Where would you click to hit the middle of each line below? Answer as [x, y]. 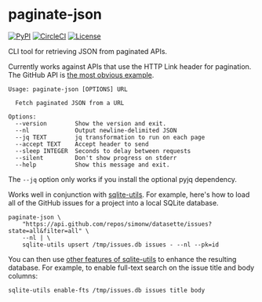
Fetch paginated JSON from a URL [70, 103]
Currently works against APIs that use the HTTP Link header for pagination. [130, 66]
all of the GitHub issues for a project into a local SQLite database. [113, 202]
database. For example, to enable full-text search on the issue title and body [131, 267]
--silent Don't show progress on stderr [96, 158]
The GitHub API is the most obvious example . [81, 75]
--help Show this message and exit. [93, 165]
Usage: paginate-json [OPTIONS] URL [68, 89]
